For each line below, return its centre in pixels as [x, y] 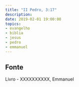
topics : [13, 24]
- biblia [14, 33]
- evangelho [17, 28]
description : [19, 14]
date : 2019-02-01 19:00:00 [33, 19]
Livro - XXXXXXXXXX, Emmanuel [39, 79]
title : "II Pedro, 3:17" [31, 10]
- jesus [13, 38]
